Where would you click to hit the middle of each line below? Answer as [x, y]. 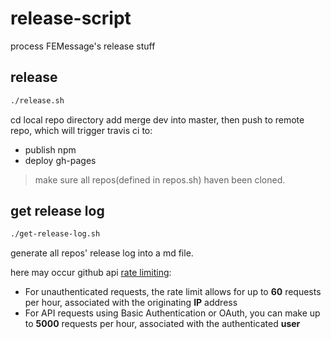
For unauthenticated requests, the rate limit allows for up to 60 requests [173, 292]
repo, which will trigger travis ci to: [81, 130]
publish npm [50, 149]
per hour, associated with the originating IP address [131, 303]
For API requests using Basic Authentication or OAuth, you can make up [172, 313]
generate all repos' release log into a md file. [102, 253]
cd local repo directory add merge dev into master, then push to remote [157, 119]
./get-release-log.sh [55, 234]
